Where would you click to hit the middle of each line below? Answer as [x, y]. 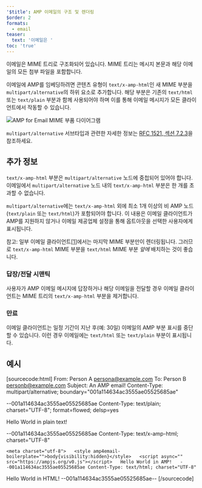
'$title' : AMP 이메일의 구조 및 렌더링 [50, 12]
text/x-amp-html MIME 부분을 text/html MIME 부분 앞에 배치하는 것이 [97, 249]
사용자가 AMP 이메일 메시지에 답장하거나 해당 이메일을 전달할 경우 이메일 [93, 288]
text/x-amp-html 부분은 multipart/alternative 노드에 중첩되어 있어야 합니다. [99, 178]
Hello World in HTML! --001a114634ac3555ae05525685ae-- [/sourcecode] [100, 479]
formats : [17, 23]
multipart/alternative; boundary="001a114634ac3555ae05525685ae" [93, 392]
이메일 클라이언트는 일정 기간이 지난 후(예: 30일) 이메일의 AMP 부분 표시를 [94, 328]
